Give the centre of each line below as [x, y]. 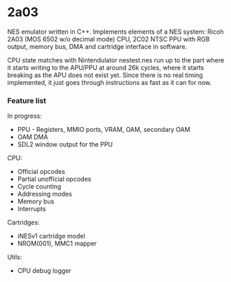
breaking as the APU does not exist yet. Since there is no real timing [105, 75]
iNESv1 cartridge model [51, 236]
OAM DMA [33, 137]
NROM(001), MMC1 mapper [57, 243]
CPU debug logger [44, 271]
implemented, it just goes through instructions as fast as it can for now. [110, 82]
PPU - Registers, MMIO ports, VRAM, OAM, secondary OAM [104, 130]
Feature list [27, 100]
